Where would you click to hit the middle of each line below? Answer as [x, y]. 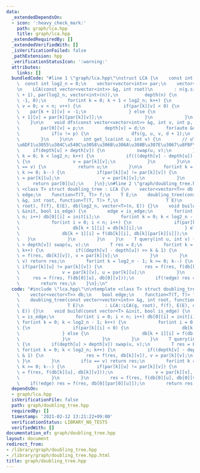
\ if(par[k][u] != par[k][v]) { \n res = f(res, [97, 267]
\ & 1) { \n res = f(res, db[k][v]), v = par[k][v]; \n [105, 355]
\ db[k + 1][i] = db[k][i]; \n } [102, 228]
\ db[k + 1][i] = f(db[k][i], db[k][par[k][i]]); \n [102, 233]
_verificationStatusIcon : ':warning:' [60, 61]
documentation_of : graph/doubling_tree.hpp [61, 433]
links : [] [29, 73]
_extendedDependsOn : [37, 17]
